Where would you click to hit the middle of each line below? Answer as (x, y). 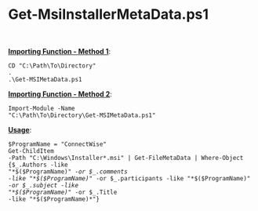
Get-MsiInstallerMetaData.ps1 (109, 15)
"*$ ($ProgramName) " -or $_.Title (63, 192)
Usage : (20, 129)
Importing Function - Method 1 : (60, 51)
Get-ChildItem (31, 151)
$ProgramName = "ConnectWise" (58, 144)
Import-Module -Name (42, 108)
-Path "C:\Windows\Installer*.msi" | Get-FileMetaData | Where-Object (126, 158)
